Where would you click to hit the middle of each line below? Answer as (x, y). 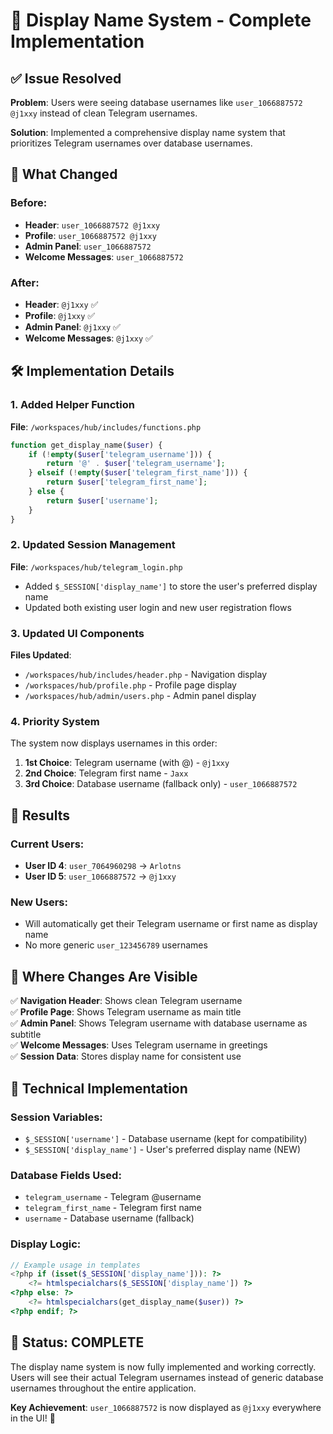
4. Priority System (55, 722)
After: (25, 282)
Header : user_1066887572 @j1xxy (92, 225)
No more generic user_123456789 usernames (116, 945)
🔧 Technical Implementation (99, 1088)
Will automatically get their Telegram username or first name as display (171, 924)
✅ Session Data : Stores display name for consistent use (126, 1056)
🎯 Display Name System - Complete (161, 20)
